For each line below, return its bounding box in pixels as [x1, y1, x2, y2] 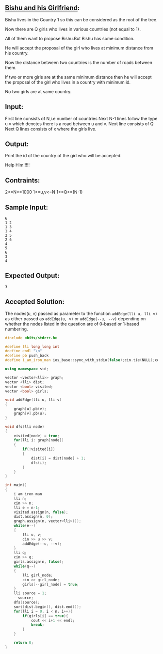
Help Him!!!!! [5, 162, 30, 168]
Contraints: [5, 176, 40, 184]
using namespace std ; [5, 366, 49, 372]
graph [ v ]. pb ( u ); [14, 411, 47, 416]
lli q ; [14, 550, 27, 555]
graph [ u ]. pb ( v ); [14, 407, 47, 411]
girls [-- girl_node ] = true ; [22, 582, 79, 587]
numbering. [5, 326, 28, 332]
